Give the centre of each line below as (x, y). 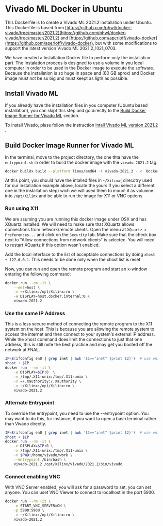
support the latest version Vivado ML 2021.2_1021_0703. (61, 48)
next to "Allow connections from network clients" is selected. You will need (80, 239)
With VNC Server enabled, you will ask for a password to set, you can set (78, 487)
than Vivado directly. (26, 424)
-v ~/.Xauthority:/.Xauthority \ (48, 381)
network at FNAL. (23, 350)
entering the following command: (38, 274)
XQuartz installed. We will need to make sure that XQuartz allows (70, 224)
